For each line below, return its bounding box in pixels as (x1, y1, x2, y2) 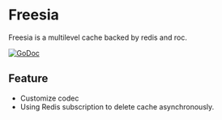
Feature (8, 71, 49, 86)
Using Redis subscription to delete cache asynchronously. (19, 101, 215, 111)
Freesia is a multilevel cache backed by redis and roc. (8, 32, 188, 42)
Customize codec (19, 93, 79, 103)
